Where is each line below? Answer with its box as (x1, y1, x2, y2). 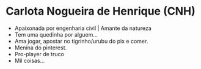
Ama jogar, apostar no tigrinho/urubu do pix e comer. (14, 37, 148, 45)
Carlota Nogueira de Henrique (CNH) (5, 4, 196, 18)
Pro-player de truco (14, 50, 65, 57)
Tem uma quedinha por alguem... (14, 31, 98, 38)
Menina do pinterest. (14, 44, 67, 51)
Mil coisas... (14, 57, 45, 64)
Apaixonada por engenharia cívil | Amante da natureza (14, 24, 152, 32)
